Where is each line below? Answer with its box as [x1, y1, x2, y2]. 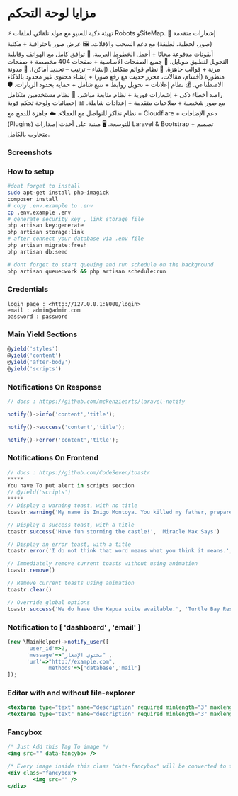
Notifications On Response [7, 382, 102, 392]
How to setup [7, 166, 55, 176]
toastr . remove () [7, 567, 55, 574]
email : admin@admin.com [7, 307, 81, 314]
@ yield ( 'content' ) [7, 352, 62, 359]
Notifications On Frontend [7, 453, 99, 463]
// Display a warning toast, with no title [7, 502, 138, 509]
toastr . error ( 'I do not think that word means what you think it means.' [7, 547, 230, 555]
